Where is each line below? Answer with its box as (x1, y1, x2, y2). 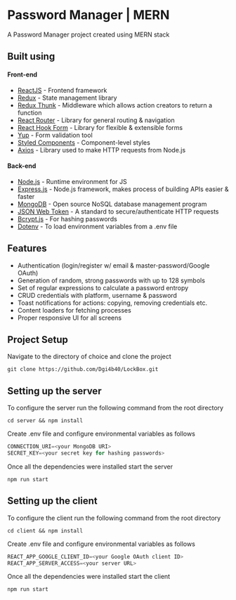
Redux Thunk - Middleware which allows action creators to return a (17, 100, 213, 109)
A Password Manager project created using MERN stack (7, 30, 170, 39)
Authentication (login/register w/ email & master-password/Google (17, 261, 210, 270)
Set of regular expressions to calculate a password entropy (17, 283, 189, 292)
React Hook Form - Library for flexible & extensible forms (17, 123, 183, 131)
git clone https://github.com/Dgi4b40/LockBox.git (7, 366, 159, 373)
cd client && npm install (7, 527, 83, 534)
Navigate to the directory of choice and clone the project (7, 352, 172, 361)
